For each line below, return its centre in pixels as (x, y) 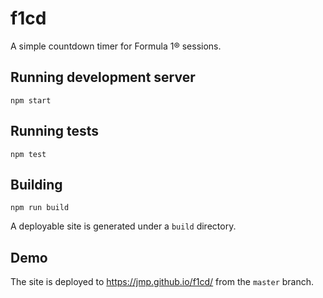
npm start (31, 100)
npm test (28, 154)
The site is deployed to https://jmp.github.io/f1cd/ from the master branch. (162, 282)
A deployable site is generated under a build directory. (123, 226)
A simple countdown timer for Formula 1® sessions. (116, 46)
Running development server (103, 77)
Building (36, 184)
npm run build (40, 208)
